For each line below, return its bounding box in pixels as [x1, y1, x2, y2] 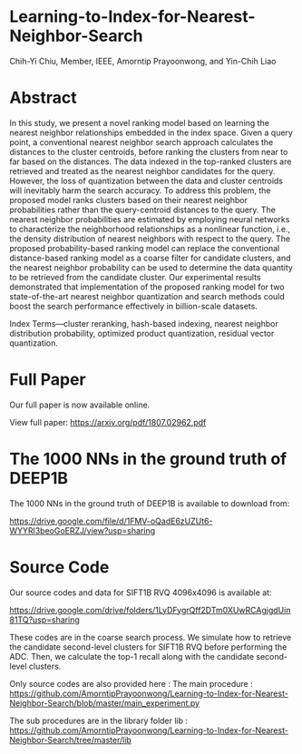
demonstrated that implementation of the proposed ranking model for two [9, 281, 285, 292]
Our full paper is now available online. [9, 399, 151, 410]
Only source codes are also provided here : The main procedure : [9, 678, 253, 689]
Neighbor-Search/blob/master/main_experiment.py [9, 697, 200, 709]
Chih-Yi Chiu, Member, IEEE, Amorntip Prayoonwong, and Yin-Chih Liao [9, 55, 277, 66]
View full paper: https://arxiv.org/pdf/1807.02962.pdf [9, 416, 207, 427]
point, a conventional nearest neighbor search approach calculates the [9, 136, 274, 147]
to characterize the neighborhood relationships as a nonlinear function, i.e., [9, 223, 291, 234]
